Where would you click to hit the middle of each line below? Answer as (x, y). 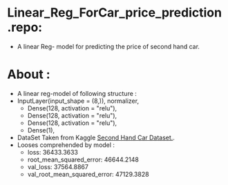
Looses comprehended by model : (66, 145)
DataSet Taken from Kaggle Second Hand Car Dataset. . (96, 137)
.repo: (25, 27)
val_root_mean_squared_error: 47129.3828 (88, 174)
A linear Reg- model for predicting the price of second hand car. (108, 46)
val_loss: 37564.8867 (58, 166)
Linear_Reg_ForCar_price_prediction (115, 13)
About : (29, 75)
